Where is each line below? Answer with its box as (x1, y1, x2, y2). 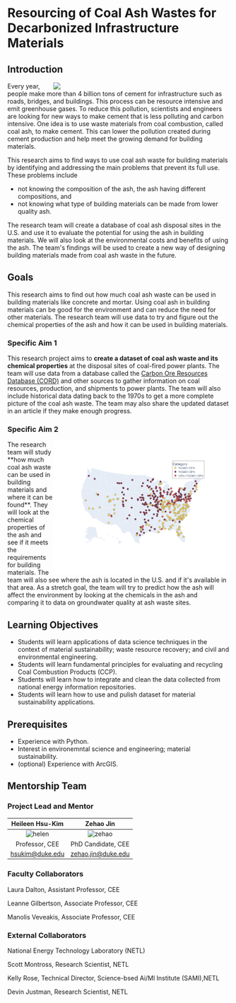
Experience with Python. (17, 738, 90, 746)
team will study (7, 448, 52, 457)
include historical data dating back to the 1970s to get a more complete (7, 391, 214, 401)
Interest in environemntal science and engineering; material (17, 745, 191, 753)
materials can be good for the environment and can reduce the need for (7, 305, 217, 314)
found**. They (7, 500, 48, 509)
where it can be (7, 493, 53, 502)
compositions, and (17, 193, 72, 200)
